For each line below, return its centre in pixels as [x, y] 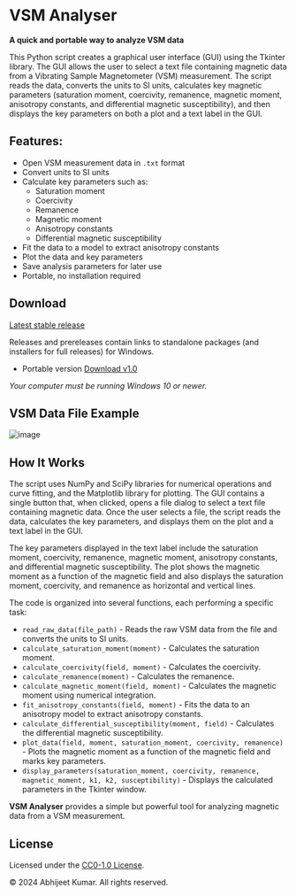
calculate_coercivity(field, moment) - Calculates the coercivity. [141, 667]
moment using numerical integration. [89, 695]
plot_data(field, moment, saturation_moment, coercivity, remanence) [153, 743]
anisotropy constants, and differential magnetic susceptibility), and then [140, 104]
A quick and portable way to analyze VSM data [97, 40]
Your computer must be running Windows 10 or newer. [108, 385]
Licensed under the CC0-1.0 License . [77, 865]
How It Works [47, 463]
